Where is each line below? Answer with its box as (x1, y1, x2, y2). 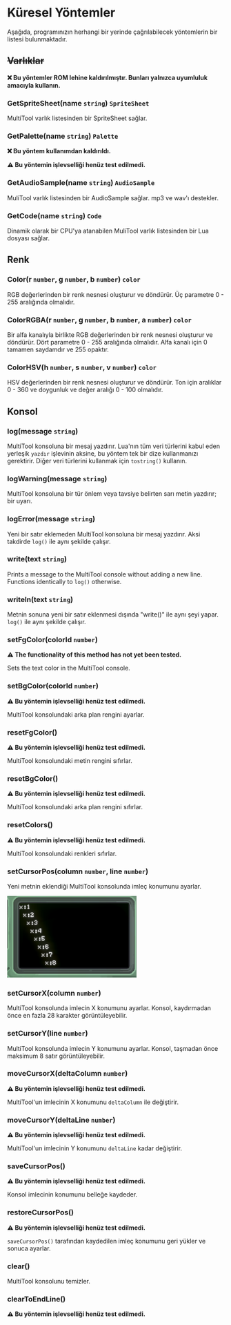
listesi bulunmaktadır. (7, 35, 68, 43)
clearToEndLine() (7, 1294, 66, 1304)
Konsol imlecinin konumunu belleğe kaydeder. (7, 1190, 138, 1199)
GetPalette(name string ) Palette (7, 131, 119, 141)
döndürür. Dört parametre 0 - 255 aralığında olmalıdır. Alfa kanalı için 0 (7, 338, 208, 346)
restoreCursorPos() (7, 1208, 74, 1217)
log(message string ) (7, 426, 79, 436)
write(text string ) (7, 554, 68, 564)
